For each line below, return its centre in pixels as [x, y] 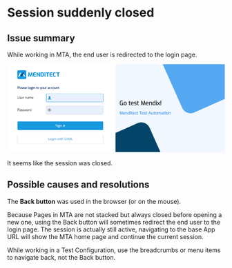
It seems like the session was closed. [60, 163]
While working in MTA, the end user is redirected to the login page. [102, 54]
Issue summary [41, 38]
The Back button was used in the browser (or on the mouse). [94, 201]
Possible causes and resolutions [78, 185]
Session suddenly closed [81, 13]
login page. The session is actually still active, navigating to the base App [111, 229]
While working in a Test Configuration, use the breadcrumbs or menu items [114, 250]
